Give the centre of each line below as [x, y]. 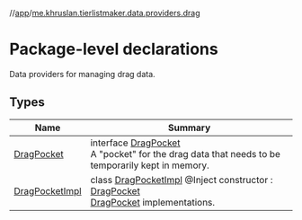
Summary [189, 128]
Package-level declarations [114, 49]
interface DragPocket [135, 143]
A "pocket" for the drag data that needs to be [186, 154]
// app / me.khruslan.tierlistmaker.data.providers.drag [105, 13]
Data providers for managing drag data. [82, 74]
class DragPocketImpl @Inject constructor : [182, 180]
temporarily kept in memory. [150, 165]
